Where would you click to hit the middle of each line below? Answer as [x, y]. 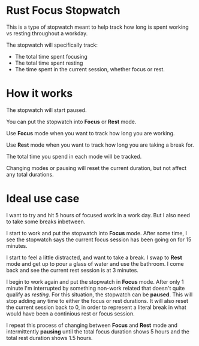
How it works [40, 94]
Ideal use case [43, 199]
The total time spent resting [49, 63]
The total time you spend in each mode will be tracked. [74, 156]
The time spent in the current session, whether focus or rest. [90, 69]
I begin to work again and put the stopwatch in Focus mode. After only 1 [95, 281]
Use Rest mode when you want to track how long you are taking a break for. [100, 145]
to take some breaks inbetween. [46, 221]
